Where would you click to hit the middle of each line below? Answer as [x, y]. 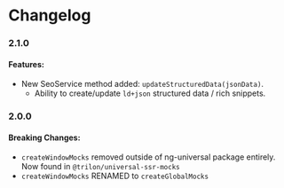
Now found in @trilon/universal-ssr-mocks [101, 167]
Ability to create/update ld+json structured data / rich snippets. [150, 93]
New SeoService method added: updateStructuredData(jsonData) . [142, 84]
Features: [27, 64]
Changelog [50, 16]
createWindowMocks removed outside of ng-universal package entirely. [148, 157]
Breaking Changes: [44, 137]
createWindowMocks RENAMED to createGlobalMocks [115, 176]
